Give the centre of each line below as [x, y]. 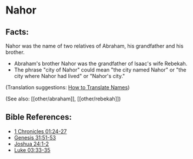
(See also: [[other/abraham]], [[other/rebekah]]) [63, 99]
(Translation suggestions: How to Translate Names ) [68, 87]
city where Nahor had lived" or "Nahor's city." [69, 76]
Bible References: [39, 117]
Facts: [17, 32]
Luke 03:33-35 [32, 150]
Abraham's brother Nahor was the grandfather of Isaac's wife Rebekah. [101, 63]
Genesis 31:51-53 [35, 137]
